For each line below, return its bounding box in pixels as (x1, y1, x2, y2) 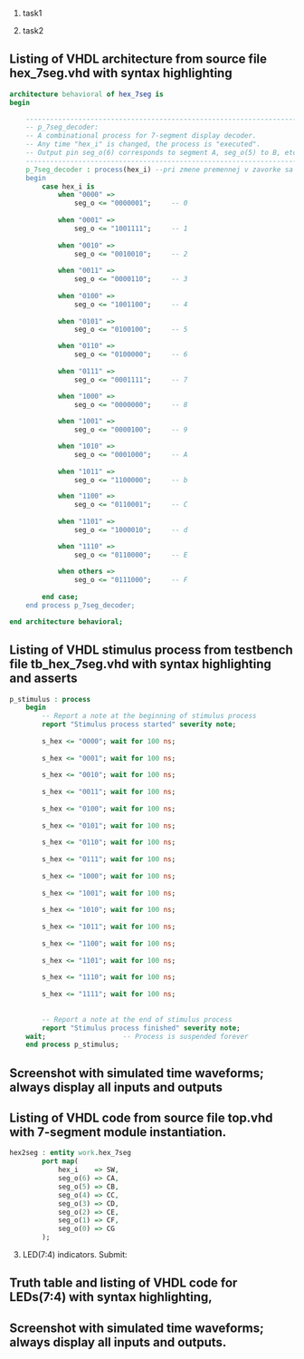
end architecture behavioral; (9, 616, 124, 626)
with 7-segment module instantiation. (9, 1124, 227, 1141)
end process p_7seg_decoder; (25, 600, 136, 610)
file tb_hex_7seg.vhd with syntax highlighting (9, 656, 271, 672)
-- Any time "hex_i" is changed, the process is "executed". (25, 140, 261, 149)
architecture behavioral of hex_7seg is (9, 90, 165, 99)
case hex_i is (42, 181, 95, 191)
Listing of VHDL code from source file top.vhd (9, 1111, 273, 1126)
